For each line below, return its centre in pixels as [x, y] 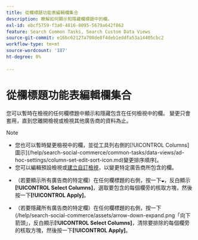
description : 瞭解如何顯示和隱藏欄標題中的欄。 [59, 19]
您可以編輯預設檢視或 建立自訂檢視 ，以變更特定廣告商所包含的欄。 [96, 167]
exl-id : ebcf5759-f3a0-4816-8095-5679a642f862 [65, 25]
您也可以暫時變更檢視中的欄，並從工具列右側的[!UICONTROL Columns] [102, 145]
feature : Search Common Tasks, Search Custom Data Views [78, 32]
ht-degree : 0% [24, 57]
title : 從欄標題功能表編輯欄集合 [42, 13]
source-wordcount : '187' [37, 51]
